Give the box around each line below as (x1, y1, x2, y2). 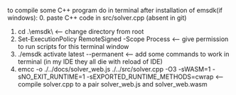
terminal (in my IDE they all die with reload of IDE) (17, 57, 163, 66)
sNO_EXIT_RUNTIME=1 (17, 72, 85, 81)
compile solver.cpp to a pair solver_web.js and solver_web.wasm (17, 80, 208, 88)
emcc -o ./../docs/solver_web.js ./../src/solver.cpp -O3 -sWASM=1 (17, 65, 211, 73)
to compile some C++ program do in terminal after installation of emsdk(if (7, 6, 222, 14)
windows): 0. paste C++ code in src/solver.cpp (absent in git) (7, 13, 187, 22)
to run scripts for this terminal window (17, 43, 129, 50)
